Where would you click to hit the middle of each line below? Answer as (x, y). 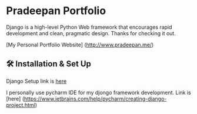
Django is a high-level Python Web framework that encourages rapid (89, 27)
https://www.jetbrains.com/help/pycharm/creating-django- (95, 99)
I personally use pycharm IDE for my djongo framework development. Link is (98, 92)
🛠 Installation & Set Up (49, 64)
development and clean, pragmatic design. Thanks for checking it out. (91, 33)
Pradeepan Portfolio (56, 11)
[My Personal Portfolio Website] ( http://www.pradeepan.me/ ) (80, 45)
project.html (21, 105)
